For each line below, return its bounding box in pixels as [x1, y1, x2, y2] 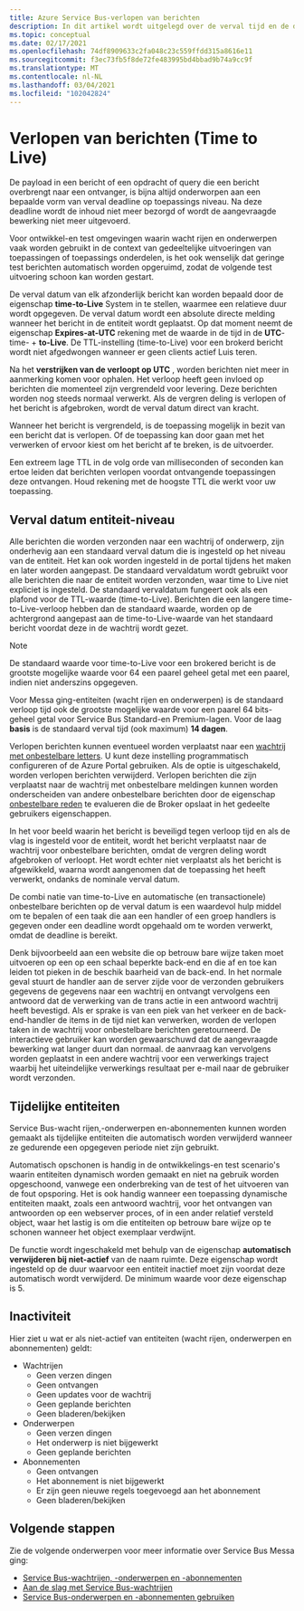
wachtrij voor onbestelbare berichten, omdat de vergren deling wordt [9, 845, 267, 856]
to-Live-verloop [9, 604, 68, 615]
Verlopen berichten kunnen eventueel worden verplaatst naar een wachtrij [9, 741, 287, 752]
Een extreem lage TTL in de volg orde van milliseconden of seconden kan [9, 457, 284, 468]
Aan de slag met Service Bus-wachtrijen [22, 1581, 174, 1593]
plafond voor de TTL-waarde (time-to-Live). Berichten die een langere [9, 594, 271, 605]
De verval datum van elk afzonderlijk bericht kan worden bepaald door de [9, 289, 284, 300]
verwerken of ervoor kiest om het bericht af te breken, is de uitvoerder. [9, 440, 274, 451]
